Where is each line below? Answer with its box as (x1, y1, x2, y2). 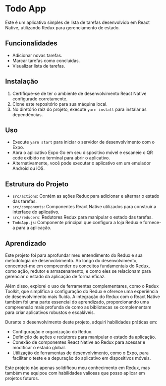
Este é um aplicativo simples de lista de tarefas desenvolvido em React (5, 19, 150, 25)
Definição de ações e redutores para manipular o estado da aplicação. (12, 334, 156, 340)
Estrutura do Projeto (5, 180, 69, 188)
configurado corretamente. (12, 95, 68, 102)
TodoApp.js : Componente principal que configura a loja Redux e (12, 220, 142, 226)
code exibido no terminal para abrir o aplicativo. (12, 155, 111, 161)
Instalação (5, 77, 39, 86)
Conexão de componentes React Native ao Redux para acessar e (12, 339, 146, 345)
